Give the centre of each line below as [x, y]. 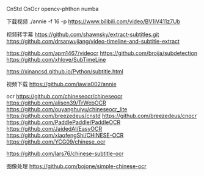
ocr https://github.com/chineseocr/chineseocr [64, 96]
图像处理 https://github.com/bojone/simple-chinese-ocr [76, 166]
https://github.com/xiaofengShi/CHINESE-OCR [65, 135]
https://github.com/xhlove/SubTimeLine [56, 60]
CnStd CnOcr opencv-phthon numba [53, 9]
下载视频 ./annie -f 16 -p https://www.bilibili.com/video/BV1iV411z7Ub [93, 21]
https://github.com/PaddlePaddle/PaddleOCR [64, 122]
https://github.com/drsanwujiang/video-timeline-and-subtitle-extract [93, 41]
